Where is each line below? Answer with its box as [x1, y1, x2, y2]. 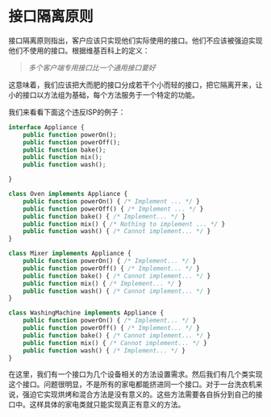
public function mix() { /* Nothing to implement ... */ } [23, 219, 226, 228]
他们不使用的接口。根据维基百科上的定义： [8, 45, 150, 55]
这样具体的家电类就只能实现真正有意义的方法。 [29, 400, 186, 410]
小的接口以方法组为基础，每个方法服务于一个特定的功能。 [8, 90, 199, 99]
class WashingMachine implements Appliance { [8, 309, 164, 317]
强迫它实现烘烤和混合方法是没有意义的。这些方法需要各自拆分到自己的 [22, 390, 256, 399]
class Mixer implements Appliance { [8, 249, 131, 258]
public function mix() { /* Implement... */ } [23, 279, 182, 287]
